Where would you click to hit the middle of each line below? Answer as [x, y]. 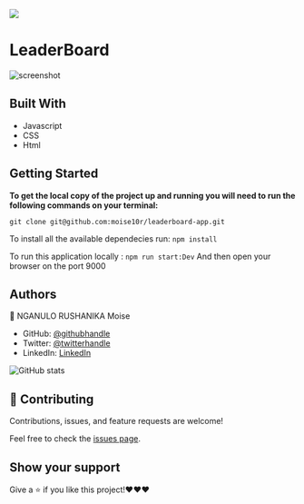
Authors [33, 294]
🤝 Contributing [52, 399]
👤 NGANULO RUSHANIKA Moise [70, 316]
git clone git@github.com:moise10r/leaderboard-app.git [117, 222]
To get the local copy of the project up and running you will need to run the [152, 195]
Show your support [65, 467]
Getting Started [54, 174]
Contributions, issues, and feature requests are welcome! [117, 421]
